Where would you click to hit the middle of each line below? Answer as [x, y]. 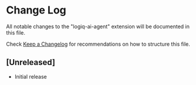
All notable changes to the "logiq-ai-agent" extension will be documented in [98, 26]
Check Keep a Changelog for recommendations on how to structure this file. [98, 44]
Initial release [31, 76]
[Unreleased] [31, 62]
